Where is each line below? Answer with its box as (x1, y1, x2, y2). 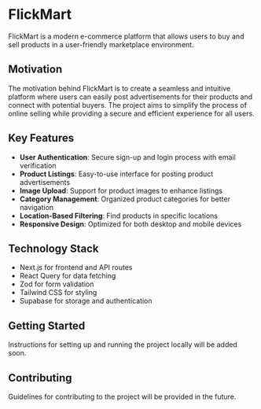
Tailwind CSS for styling (19, 288, 97, 297)
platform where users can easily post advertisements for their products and (8, 92, 253, 101)
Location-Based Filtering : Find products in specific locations (19, 211, 219, 220)
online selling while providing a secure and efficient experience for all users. (8, 109, 255, 118)
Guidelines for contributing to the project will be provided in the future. (8, 392, 237, 401)
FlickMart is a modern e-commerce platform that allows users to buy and (8, 31, 244, 41)
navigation (19, 202, 54, 212)
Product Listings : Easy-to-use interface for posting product (19, 169, 214, 179)
